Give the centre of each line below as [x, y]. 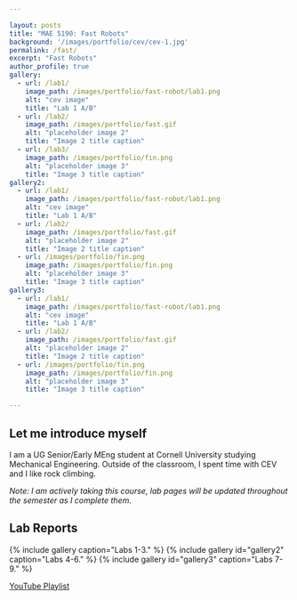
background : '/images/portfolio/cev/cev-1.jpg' [99, 42]
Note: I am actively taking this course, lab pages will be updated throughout [148, 491]
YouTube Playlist [40, 586]
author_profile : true [49, 67]
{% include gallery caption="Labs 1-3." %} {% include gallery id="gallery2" [147, 549]
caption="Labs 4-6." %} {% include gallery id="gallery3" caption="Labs [141, 559]
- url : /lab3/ [43, 150]
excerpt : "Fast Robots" [53, 59]
